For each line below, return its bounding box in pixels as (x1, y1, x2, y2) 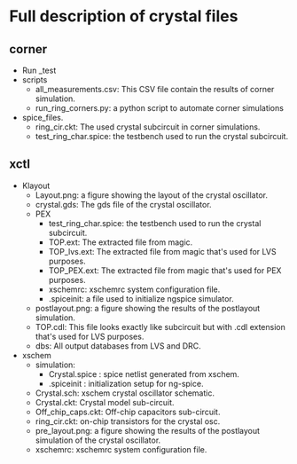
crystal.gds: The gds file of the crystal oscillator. (35, 199, 212, 209)
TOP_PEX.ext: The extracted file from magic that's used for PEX (48, 264, 282, 276)
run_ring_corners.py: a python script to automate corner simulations (35, 103, 284, 113)
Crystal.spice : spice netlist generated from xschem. (48, 368, 239, 379)
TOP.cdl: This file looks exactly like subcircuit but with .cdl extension (35, 321, 285, 332)
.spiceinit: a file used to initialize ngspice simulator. (48, 293, 234, 303)
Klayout (21, 180, 51, 191)
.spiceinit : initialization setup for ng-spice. (48, 378, 204, 389)
